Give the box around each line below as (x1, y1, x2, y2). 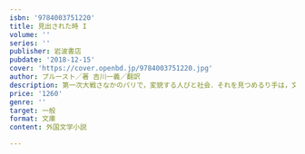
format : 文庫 (9, 114, 56, 123)
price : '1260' (9, 89, 64, 98)
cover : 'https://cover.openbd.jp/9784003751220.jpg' (9, 64, 213, 73)
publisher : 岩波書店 (9, 47, 82, 56)
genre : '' (9, 97, 47, 107)
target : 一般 (9, 106, 56, 115)
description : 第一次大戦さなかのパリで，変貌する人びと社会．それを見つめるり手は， (9, 81, 292, 90)
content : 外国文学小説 (9, 123, 87, 132)
